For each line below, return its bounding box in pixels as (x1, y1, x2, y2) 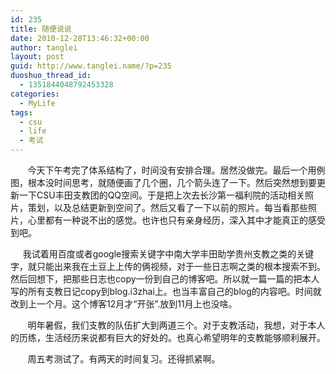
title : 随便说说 (10, 24, 72, 34)
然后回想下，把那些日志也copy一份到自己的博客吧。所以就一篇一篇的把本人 (10, 273, 320, 285)
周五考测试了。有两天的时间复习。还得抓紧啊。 (27, 353, 221, 365)
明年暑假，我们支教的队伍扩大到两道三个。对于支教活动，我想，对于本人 (27, 319, 326, 331)
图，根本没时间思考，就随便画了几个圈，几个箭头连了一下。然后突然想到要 (10, 177, 317, 188)
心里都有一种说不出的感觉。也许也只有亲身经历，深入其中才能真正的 (27, 214, 308, 226)
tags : (10, 107, 33, 118)
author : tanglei (10, 42, 78, 53)
